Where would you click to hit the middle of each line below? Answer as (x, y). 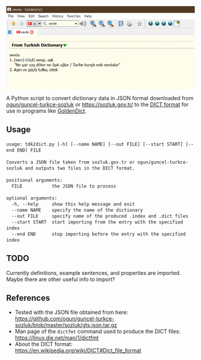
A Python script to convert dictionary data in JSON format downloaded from (100, 98)
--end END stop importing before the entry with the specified (99, 234)
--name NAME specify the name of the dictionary (77, 210)
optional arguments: (32, 198)
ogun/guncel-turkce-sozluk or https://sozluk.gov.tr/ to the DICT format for (98, 104)
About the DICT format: (44, 344)
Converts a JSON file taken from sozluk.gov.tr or (71, 162)
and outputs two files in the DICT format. (80, 168)
